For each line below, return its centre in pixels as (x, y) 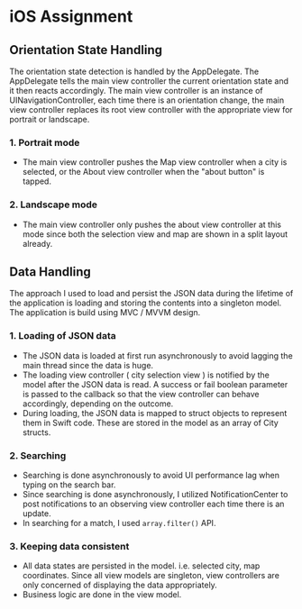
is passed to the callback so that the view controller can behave (141, 394)
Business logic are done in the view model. (102, 595)
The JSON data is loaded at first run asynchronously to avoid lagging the (157, 355)
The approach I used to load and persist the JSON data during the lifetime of (151, 294)
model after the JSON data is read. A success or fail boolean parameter (155, 384)
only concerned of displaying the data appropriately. (120, 585)
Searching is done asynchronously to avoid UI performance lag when (151, 475)
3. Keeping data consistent (69, 546)
